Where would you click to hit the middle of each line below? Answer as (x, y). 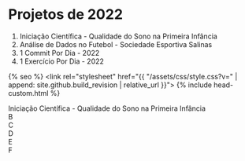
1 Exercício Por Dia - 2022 (62, 61)
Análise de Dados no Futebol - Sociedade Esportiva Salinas (116, 44)
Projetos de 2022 (66, 15)
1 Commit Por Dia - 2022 (59, 53)
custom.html (28, 93)
